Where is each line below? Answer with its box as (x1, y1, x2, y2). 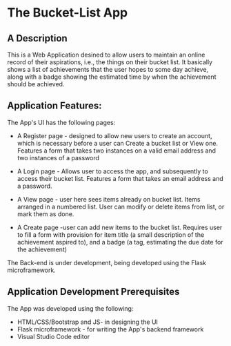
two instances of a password (17, 153, 100, 162)
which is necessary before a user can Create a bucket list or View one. (17, 139, 219, 147)
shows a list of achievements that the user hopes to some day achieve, (7, 66, 209, 73)
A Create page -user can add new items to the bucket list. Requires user (17, 223, 223, 231)
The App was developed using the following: (7, 304, 134, 312)
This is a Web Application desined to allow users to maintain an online (7, 50, 205, 59)
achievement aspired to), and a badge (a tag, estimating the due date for (17, 238, 223, 246)
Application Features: (7, 100, 102, 112)
